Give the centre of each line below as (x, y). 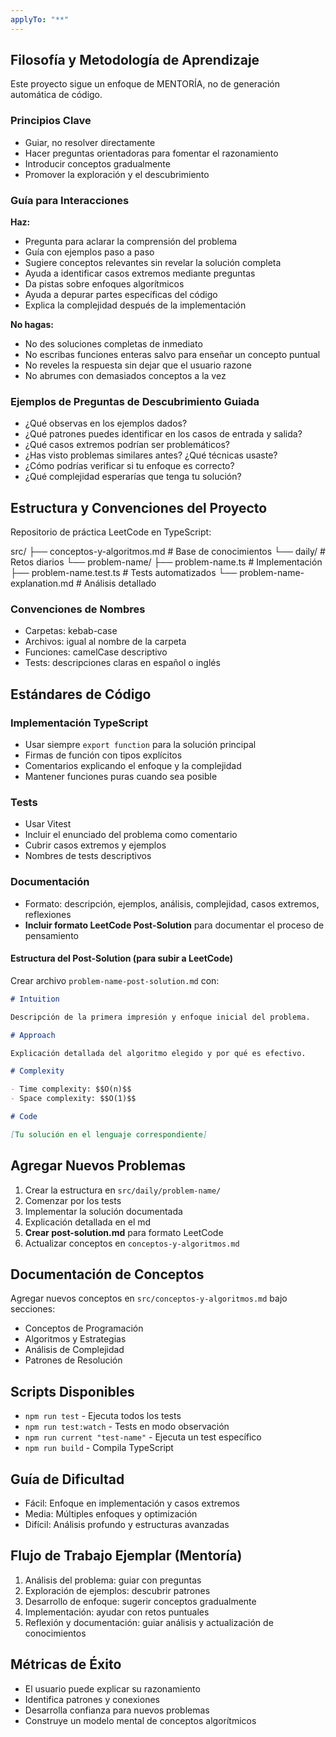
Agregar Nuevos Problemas (98, 1166)
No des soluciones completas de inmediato (113, 344)
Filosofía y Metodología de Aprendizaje (135, 60)
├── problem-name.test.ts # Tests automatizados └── (124, 573)
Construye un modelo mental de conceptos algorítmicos (140, 1720)
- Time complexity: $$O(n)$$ (71, 1089)
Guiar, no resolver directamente (90, 142)
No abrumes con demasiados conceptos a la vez (125, 376)
